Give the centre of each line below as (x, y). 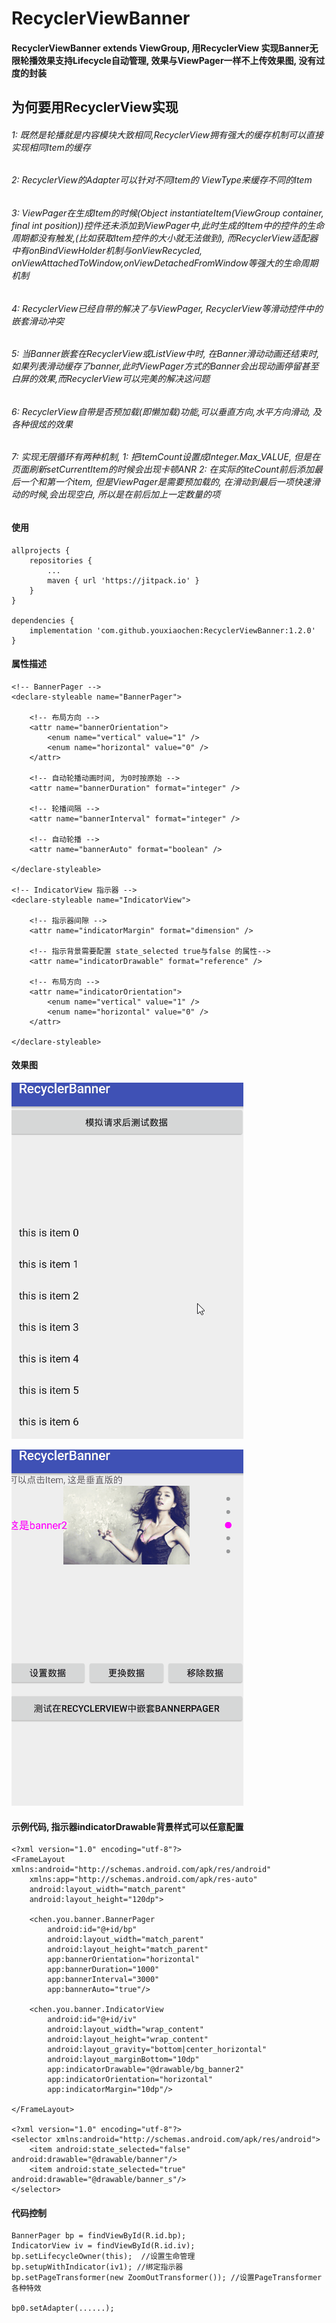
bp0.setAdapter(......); (63, 2308)
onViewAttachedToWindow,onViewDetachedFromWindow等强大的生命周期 (165, 263)
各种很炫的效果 (42, 424)
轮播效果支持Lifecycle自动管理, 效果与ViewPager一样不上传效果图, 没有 (168, 60)
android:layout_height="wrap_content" (128, 2040)
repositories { (61, 560)
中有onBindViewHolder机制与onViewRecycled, (107, 250)
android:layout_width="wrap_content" (125, 2030)
